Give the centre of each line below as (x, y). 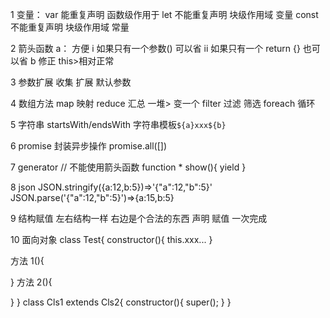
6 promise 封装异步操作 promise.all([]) (89, 146)
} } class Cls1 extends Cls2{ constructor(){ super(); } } (121, 302)
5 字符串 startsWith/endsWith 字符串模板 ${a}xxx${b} (118, 124)
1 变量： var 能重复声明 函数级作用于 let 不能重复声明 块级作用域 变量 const (164, 14)
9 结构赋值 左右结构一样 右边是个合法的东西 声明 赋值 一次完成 (139, 218)
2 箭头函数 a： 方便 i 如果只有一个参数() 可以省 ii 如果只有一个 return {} (155, 48)
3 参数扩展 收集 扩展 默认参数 (71, 82)
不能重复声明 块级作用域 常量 (70, 27)
